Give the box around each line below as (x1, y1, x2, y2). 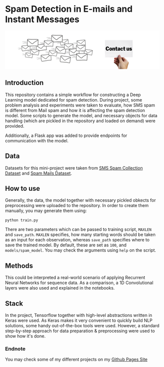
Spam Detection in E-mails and (5, 3, 133, 15)
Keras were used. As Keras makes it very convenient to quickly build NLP (5, 317, 153, 323)
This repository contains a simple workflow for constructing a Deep (5, 92, 141, 98)
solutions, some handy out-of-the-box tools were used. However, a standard (5, 323, 160, 328)
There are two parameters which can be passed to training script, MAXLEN (5, 227, 152, 233)
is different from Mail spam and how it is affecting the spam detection (5, 107, 145, 113)
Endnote (5, 345, 26, 352)
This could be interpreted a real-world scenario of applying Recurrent (5, 275, 145, 281)
